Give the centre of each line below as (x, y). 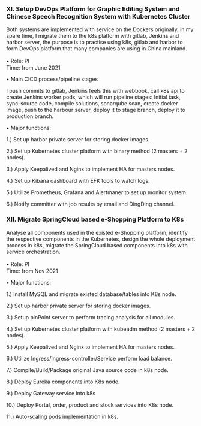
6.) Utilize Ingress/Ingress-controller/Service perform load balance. (89, 358)
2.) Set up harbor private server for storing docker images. (79, 306)
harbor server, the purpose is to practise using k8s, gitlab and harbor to (94, 42)
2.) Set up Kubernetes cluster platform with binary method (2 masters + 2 (97, 151)
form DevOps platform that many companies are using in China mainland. (97, 49)
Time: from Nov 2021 (32, 271)
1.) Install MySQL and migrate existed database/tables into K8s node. (91, 294)
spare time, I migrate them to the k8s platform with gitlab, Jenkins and (93, 36)
